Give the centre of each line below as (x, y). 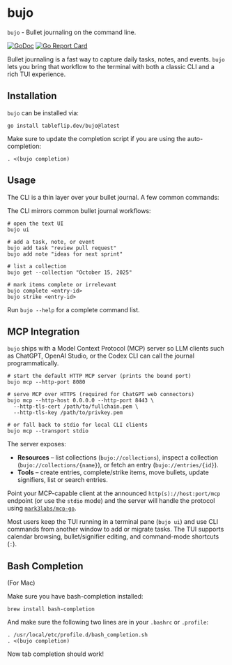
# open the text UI (36, 224)
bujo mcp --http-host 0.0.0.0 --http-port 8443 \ (81, 401)
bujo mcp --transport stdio (48, 431)
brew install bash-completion (51, 609)
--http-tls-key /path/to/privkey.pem (68, 413)
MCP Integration (44, 331)
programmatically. (33, 363)
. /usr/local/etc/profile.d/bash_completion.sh (78, 635)
